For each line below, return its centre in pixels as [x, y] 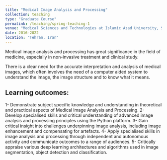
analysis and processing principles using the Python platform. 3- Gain [77, 120]
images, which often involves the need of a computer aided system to [77, 72]
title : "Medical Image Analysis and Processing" [56, 10]
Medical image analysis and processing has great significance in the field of [83, 51]
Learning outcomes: [37, 93]
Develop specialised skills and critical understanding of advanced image [79, 115]
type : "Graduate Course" [31, 19]
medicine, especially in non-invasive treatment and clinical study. [72, 57]
